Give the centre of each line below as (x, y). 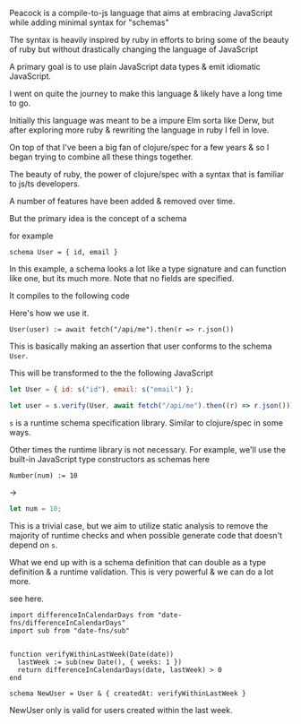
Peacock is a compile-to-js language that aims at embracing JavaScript (141, 13)
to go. (20, 103)
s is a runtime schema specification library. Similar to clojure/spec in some (146, 422)
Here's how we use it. (49, 313)
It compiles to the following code (69, 296)
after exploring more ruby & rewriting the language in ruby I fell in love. (139, 130)
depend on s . (34, 545)
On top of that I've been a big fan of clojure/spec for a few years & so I (139, 147)
